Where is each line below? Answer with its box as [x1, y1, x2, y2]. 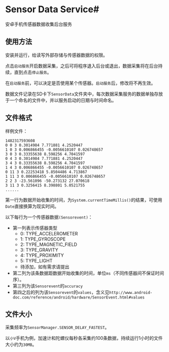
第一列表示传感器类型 [12, 225, 57, 231]
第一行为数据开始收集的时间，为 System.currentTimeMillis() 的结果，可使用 [5, 197, 162, 203]
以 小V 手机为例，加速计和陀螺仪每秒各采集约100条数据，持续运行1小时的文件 [5, 335, 163, 341]
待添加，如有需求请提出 [20, 263, 70, 269]
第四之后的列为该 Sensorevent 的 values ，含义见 [12, 289, 110, 295]
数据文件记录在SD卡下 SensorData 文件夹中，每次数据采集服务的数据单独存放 [5, 91, 163, 97]
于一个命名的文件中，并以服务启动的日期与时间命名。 [5, 97, 117, 103]
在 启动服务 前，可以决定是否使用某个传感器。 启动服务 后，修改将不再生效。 [5, 80, 156, 86]
